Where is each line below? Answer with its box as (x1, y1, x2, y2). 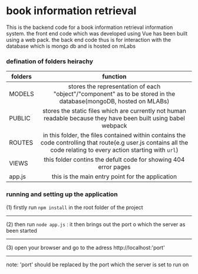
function (102, 73, 127, 81)
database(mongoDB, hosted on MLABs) (59, 97, 170, 106)
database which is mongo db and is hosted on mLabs (6, 43, 136, 50)
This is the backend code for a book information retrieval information (6, 24, 173, 31)
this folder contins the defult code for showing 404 (44, 155, 185, 164)
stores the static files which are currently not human (42, 107, 187, 115)
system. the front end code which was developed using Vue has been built (6, 30, 187, 37)
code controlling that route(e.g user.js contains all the (40, 139, 189, 147)
